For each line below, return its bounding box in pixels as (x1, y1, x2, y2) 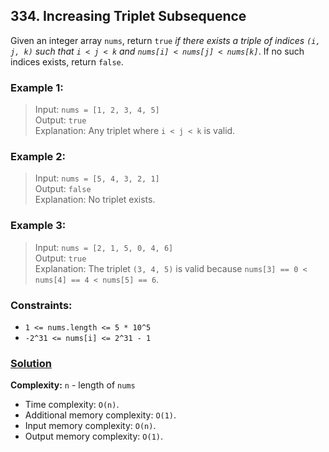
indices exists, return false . (10, 55, 124, 68)
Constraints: (10, 298, 73, 312)
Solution (10, 356, 53, 370)
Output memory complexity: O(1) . (24, 430, 163, 443)
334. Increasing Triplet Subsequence (10, 8, 247, 25)
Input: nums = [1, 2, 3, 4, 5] (34, 104, 160, 116)
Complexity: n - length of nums (10, 379, 136, 391)
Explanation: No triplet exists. (34, 194, 156, 206)
